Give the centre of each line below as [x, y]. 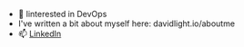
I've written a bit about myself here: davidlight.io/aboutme [126, 23]
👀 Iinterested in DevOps [62, 14]
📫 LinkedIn [40, 33]
